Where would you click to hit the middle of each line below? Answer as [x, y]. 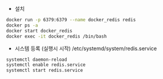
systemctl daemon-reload [37, 60]
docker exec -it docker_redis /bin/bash [57, 36]
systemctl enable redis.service [46, 65]
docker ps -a [22, 25]
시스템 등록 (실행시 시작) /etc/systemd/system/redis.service [86, 48]
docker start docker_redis [39, 31]
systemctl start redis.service [45, 70]
